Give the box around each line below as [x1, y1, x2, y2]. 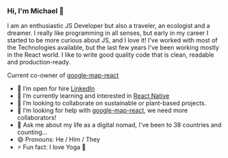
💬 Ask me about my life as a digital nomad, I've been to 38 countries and [16, 121, 222, 129]
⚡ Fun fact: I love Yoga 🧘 [16, 143, 86, 151]
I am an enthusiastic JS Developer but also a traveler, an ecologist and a [7, 22, 210, 30]
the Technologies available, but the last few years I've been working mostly [7, 44, 219, 52]
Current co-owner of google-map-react [7, 71, 119, 79]
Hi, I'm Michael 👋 [7, 6, 64, 16]
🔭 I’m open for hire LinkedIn [16, 85, 95, 93]
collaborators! [16, 114, 57, 122]
